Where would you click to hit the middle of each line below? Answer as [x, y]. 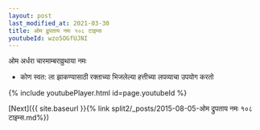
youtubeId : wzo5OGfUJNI [48, 38]
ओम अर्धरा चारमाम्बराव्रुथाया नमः [47, 61]
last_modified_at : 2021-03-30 [59, 23]
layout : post [30, 16]
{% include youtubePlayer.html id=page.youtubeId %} [98, 93]
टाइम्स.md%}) [29, 118]
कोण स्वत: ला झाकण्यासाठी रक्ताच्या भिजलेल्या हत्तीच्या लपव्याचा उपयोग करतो [117, 77]
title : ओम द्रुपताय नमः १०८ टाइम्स [55, 30]
